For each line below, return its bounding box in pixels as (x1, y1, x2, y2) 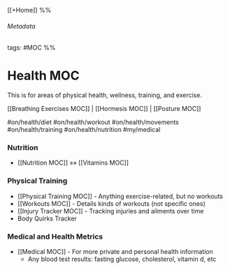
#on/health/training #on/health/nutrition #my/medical (7, 126, 161, 134)
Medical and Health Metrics (7, 232, 103, 241)
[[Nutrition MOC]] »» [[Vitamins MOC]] (17, 158, 129, 167)
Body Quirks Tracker (17, 214, 77, 223)
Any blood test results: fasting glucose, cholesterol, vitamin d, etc (27, 255, 217, 264)
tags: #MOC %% (7, 43, 56, 52)
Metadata (7, 22, 36, 30)
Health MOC (7, 68, 80, 84)
